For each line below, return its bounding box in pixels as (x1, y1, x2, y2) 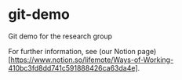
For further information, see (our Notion (8, 46, 136, 56)
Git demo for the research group (8, 31, 112, 41)
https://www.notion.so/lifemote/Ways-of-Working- (10, 55, 174, 64)
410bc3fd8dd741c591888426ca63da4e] (8, 63, 139, 72)
